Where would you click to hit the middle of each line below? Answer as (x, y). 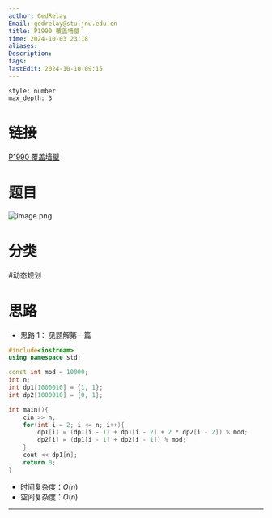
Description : (30, 54)
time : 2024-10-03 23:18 (49, 39)
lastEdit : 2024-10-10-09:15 (56, 69)
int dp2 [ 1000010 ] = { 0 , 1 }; (56, 395)
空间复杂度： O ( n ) (49, 497)
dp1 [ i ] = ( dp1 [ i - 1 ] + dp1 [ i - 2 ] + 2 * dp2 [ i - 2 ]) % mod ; (143, 432)
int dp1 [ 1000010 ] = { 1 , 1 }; (56, 387)
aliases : (23, 46)
